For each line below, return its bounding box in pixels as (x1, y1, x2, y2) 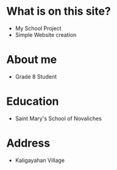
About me (6, 53, 57, 67)
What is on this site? (6, 4, 112, 18)
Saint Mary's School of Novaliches (15, 115, 102, 122)
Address (6, 136, 51, 150)
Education (6, 95, 59, 109)
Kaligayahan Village (15, 156, 65, 164)
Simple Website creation (15, 31, 77, 38)
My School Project (15, 25, 62, 32)
